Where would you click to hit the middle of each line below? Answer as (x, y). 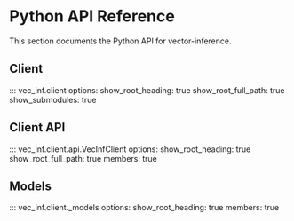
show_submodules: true (53, 99)
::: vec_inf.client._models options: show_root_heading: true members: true (144, 208)
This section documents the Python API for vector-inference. (120, 41)
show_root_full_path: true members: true (83, 158)
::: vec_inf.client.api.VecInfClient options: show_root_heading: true (130, 149)
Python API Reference (92, 16)
